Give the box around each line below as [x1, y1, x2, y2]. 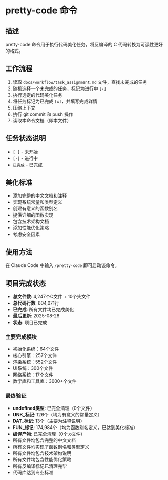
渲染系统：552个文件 [12, 359, 57, 365]
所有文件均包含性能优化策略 [12, 456, 72, 463]
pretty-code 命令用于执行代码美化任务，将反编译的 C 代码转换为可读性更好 [5, 42, 163, 47]
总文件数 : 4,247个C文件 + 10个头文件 [12, 294, 91, 300]
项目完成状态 [5, 279, 46, 288]
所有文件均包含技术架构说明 [12, 450, 72, 456]
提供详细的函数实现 [12, 212, 54, 218]
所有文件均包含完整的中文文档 [12, 437, 76, 443]
